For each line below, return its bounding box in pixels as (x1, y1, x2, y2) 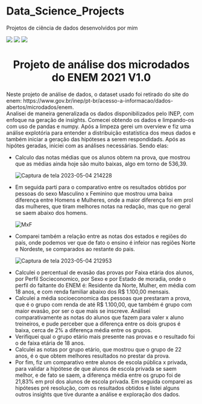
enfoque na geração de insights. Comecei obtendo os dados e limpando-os (6, 116, 194, 123)
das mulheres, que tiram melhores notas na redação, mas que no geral (14, 202, 191, 210)
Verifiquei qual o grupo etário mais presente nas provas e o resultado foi (14, 333, 195, 340)
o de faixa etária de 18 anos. (14, 339, 86, 347)
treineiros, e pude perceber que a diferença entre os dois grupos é (14, 320, 181, 327)
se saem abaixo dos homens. (14, 209, 88, 216)
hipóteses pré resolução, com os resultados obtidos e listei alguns (14, 384, 180, 391)
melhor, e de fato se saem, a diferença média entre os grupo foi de (14, 371, 181, 379)
